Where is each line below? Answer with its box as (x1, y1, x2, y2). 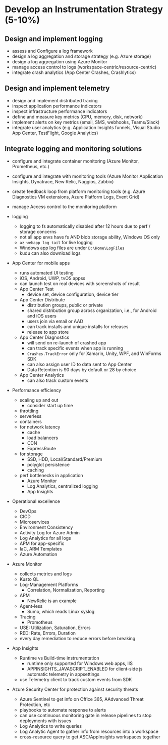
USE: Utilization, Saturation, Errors (19, 624, 91, 631)
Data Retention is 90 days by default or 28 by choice (27, 366, 137, 373)
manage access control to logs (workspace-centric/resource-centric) (12, 64, 157, 70)
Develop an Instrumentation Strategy (5, 4, 163, 15)
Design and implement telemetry (5, 84, 110, 93)
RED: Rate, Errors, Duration (19, 630, 76, 636)
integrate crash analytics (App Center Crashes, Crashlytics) (12, 69, 136, 75)
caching (27, 467, 44, 473)
